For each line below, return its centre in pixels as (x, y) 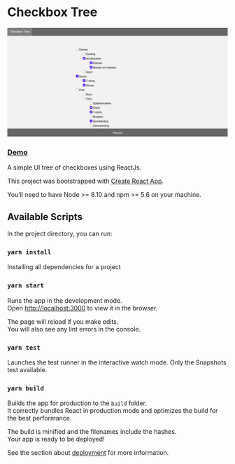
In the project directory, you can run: (60, 234)
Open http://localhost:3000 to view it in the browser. (83, 308)
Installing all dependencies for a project (64, 267)
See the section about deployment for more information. (88, 453)
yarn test (24, 347)
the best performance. (40, 418)
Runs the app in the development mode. (65, 300)
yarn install (29, 252)
